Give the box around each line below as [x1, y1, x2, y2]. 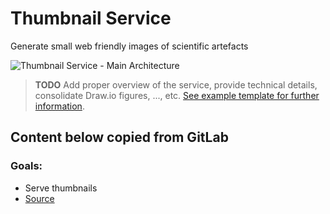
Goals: [10, 159, 43, 173]
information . [34, 100, 85, 112]
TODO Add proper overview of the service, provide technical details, [34, 78, 318, 91]
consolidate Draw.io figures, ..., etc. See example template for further [34, 89, 320, 101]
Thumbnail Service [10, 7, 172, 30]
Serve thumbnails [24, 182, 98, 194]
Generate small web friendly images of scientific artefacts [10, 40, 249, 52]
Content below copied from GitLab [10, 129, 229, 146]
